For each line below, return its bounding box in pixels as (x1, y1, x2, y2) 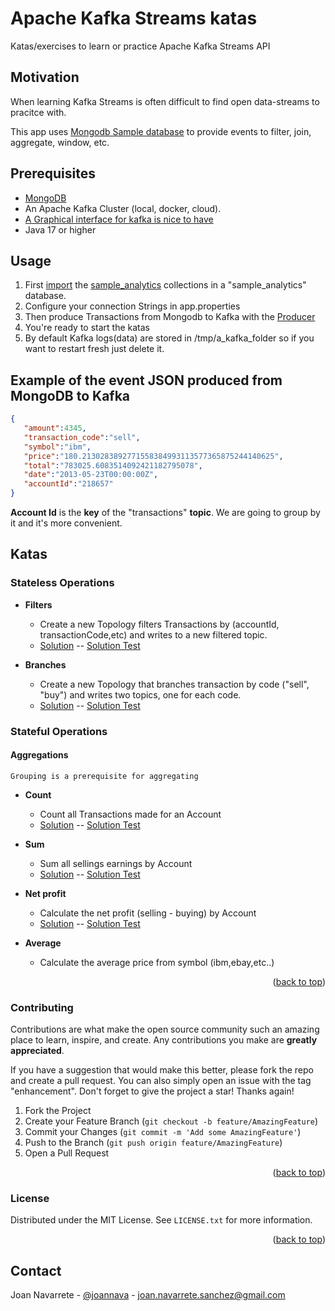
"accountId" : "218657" (23, 479, 114, 489)
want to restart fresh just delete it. (24, 343, 165, 355)
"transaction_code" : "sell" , (23, 432, 141, 442)
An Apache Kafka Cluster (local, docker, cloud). (24, 202, 222, 214)
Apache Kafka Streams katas (10, 7, 258, 30)
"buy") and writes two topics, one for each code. (39, 688, 242, 701)
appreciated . (10, 1045, 65, 1057)
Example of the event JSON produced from (10, 372, 283, 389)
